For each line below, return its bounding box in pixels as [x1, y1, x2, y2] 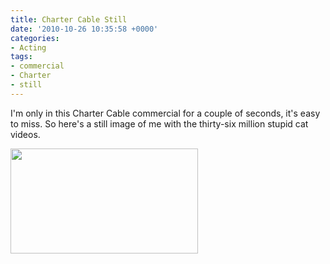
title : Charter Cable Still [10, 14, 128, 25]
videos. [10, 128, 41, 140]
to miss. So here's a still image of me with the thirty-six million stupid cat [10, 117, 309, 130]
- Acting [10, 42, 47, 53]
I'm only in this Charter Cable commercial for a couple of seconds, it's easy [10, 107, 321, 119]
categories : [10, 33, 60, 43]
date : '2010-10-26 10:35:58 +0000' [10, 24, 159, 34]
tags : [10, 52, 33, 62]
